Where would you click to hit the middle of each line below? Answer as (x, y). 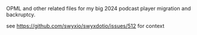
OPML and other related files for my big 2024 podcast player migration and (98, 8)
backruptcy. (21, 15)
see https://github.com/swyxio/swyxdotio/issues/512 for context (85, 26)
